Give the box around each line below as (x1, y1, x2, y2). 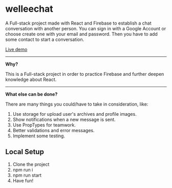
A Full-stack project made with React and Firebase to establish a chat (5, 20, 152, 26)
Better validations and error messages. (12, 127, 95, 133)
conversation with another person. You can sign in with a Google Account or (5, 25, 166, 31)
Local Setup (5, 148, 45, 156)
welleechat (5, 3, 54, 15)
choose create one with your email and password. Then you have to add (5, 31, 158, 37)
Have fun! (12, 177, 34, 183)
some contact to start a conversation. (5, 36, 84, 43)
